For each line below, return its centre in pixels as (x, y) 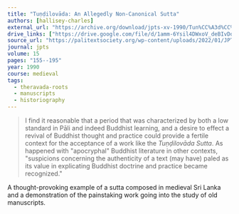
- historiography (39, 101)
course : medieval (33, 73)
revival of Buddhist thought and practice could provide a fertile (116, 136)
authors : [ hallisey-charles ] (51, 21)
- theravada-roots (41, 87)
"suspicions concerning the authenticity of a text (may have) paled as (127, 158)
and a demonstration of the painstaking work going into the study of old (113, 195)
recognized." (43, 173)
